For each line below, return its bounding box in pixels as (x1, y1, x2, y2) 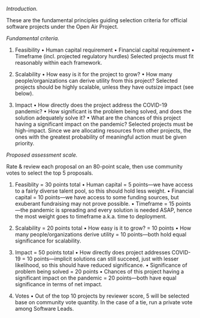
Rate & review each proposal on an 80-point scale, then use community (6, 163, 183, 170)
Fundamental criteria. (6, 35, 60, 41)
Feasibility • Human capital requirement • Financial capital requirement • (14, 46, 195, 53)
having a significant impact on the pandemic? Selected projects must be (14, 121, 193, 128)
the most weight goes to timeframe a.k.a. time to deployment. (14, 213, 167, 220)
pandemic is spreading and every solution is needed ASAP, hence (29, 206, 193, 214)
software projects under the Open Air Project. (6, 23, 119, 30)
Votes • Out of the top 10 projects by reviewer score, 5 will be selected (14, 292, 190, 299)
